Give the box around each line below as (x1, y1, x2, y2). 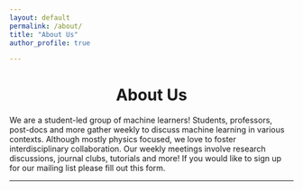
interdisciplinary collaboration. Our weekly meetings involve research (9, 143, 266, 154)
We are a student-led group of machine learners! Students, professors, (9, 114, 273, 126)
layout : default (9, 13, 70, 23)
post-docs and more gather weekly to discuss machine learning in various (9, 124, 285, 135)
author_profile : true (9, 38, 91, 48)
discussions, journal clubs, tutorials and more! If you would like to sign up (9, 153, 282, 164)
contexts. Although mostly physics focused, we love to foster (9, 134, 237, 145)
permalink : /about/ (9, 22, 83, 31)
